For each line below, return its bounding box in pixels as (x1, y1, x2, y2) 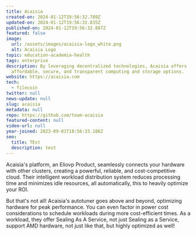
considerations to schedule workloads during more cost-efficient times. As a (6, 209, 191, 217)
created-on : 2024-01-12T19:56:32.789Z (6, 14, 101, 20)
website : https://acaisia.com (6, 74, 80, 80)
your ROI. (6, 186, 29, 193)
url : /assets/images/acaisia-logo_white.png (11, 42, 122, 47)
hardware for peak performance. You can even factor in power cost (6, 203, 169, 210)
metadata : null (6, 107, 43, 113)
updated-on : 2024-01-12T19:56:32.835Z (6, 19, 101, 25)
